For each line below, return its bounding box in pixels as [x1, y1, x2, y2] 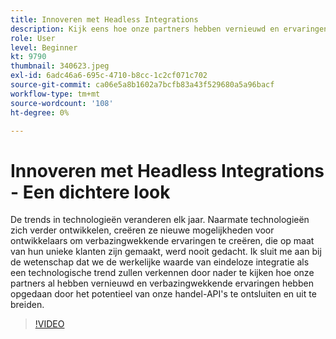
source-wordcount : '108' [10, 98, 114, 108]
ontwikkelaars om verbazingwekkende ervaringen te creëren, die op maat [10, 235, 315, 247]
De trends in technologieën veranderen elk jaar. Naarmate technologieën [10, 214, 310, 226]
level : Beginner [10, 42, 78, 53]
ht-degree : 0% [10, 107, 70, 118]
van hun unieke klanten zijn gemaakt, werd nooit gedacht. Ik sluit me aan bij [10, 246, 322, 258]
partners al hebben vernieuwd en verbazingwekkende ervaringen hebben [10, 277, 314, 290]
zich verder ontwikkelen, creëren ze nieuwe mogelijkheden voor [10, 224, 275, 236]
